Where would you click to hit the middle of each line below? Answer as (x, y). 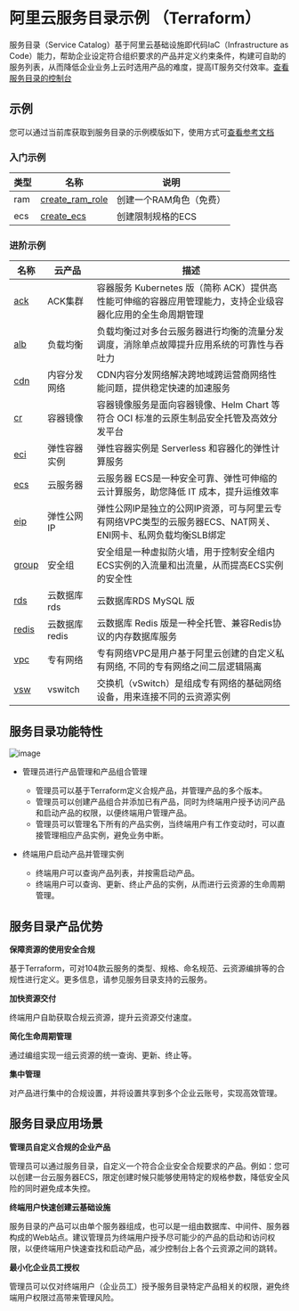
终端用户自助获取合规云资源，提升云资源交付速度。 (103, 1017)
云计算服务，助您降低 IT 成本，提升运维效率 (188, 492)
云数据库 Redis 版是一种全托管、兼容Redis (185, 623)
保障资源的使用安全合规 (52, 949)
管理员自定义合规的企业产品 (60, 1147)
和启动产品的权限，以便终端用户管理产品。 (113, 813)
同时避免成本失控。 (60, 1188)
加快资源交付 (32, 998)
